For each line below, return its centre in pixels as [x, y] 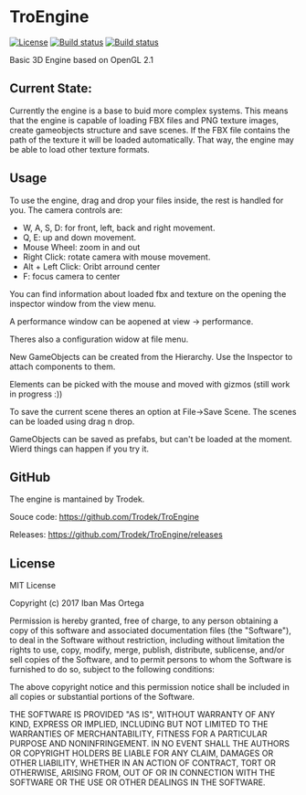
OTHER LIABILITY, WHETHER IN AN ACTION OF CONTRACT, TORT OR [142, 763]
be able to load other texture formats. [80, 149]
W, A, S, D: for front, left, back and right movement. [119, 228]
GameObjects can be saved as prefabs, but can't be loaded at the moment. [151, 439]
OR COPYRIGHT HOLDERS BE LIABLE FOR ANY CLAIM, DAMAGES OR [142, 753]
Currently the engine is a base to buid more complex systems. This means [149, 111]
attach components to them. [63, 366]
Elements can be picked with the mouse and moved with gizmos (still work [150, 384]
